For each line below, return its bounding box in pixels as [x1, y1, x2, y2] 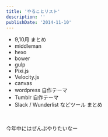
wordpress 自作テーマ [14, 87, 68, 94]
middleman [14, 43, 42, 50]
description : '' [6, 14, 46, 20]
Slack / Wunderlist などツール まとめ [14, 101, 103, 108]
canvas [14, 80, 32, 87]
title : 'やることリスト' [6, 8, 60, 15]
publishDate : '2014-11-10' [6, 19, 72, 25]
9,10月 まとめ [14, 36, 47, 43]
